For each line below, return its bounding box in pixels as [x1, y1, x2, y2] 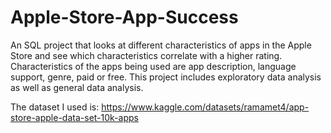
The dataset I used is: [10, 101, 100, 113]
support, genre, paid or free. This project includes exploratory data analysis [10, 71, 322, 83]
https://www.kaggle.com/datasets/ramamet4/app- [101, 101, 310, 113]
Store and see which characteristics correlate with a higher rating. [10, 49, 283, 61]
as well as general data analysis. [10, 81, 144, 93]
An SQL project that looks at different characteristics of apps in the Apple [10, 39, 312, 51]
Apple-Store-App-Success [10, 6, 239, 29]
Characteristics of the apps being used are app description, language [10, 60, 297, 72]
